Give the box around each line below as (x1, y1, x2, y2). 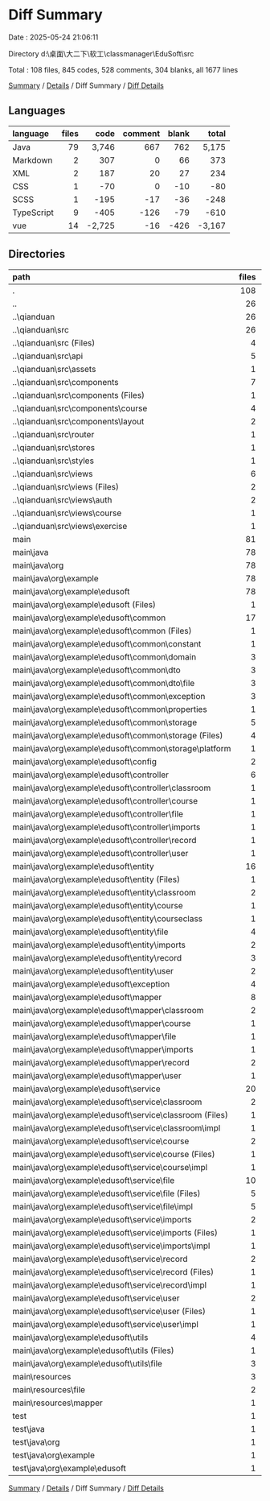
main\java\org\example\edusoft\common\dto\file (12, 677, 195, 688)
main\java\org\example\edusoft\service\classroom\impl (12, 1122, 221, 1133)
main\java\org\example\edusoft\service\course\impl (12, 1161, 208, 1172)
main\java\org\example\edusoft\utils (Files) (12, 1345, 174, 1356)
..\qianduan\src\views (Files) (12, 481, 119, 492)
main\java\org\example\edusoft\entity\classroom (12, 887, 197, 898)
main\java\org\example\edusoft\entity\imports (12, 939, 186, 950)
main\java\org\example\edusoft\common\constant (12, 638, 202, 649)
